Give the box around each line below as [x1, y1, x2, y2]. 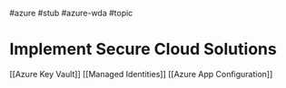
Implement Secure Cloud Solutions [9, 40, 277, 59]
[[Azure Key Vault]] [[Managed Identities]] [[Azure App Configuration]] [9, 68, 273, 79]
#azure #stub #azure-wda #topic [9, 8, 133, 18]
